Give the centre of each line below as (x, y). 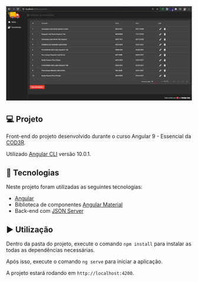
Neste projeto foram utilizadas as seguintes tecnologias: (74, 187)
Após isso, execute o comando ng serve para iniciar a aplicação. (85, 262)
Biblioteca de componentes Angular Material (68, 205)
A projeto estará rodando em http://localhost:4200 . (70, 273)
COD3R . (16, 142)
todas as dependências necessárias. (51, 250)
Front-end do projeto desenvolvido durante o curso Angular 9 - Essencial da (99, 137)
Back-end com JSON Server (49, 211)
